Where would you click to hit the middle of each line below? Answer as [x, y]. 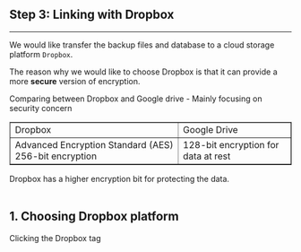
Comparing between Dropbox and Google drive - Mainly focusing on [136, 99]
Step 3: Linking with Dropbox [92, 15]
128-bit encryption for [231, 144]
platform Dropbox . [41, 54]
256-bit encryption [56, 156]
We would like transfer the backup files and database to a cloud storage [142, 45]
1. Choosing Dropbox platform [94, 217]
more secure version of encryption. [75, 81]
